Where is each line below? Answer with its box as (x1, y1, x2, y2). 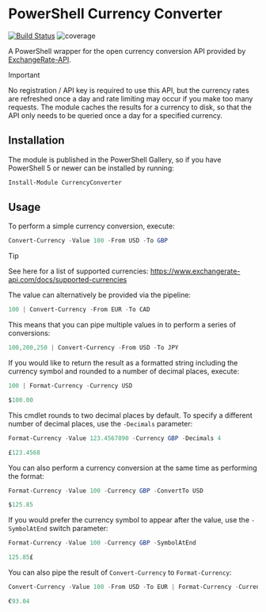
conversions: (8, 328, 51, 338)
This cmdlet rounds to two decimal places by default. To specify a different (8, 410, 253, 420)
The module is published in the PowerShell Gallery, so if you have (8, 155, 222, 164)
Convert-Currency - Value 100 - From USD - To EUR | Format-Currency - (8, 583, 239, 591)
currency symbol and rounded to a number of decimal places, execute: (8, 366, 240, 377)
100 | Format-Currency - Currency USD (8, 382, 133, 390)
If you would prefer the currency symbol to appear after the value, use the (8, 515, 250, 525)
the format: (8, 471, 45, 480)
